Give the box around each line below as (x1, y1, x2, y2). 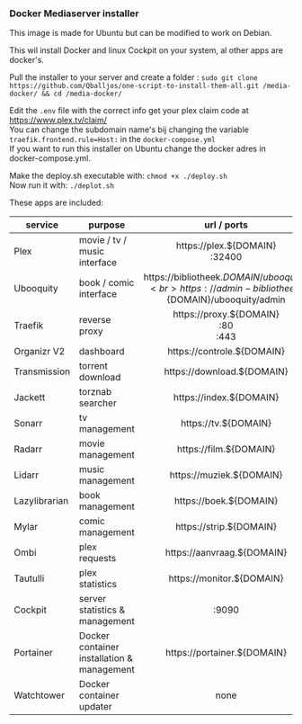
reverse (79, 314, 111, 326)
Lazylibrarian (13, 495, 69, 507)
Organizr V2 (13, 345, 66, 358)
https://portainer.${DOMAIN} (165, 647, 288, 659)
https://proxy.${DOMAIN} (173, 308, 280, 321)
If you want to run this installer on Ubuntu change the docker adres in (9, 143, 267, 155)
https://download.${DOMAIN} (164, 365, 289, 378)
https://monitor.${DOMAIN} (168, 572, 284, 585)
